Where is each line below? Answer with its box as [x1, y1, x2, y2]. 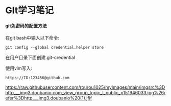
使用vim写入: [5, 65, 32, 72]
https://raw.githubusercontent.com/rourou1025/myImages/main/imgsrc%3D [5, 84, 165, 90]
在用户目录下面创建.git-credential [5, 54, 76, 61]
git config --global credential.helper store [5, 45, 104, 50]
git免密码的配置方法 [5, 22, 47, 28]
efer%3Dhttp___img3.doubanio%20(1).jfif [5, 95, 92, 101]
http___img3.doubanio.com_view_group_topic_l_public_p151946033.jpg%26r [5, 90, 166, 96]
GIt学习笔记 [5, 5, 54, 16]
